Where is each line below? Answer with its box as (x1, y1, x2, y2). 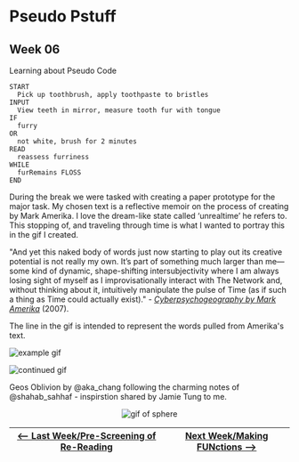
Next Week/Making (185, 430, 269, 442)
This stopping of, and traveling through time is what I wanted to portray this (9, 220, 285, 231)
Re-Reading (60, 441, 113, 453)
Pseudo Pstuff (9, 6, 117, 27)
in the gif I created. (9, 230, 78, 239)
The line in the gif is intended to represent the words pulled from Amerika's (9, 320, 285, 331)
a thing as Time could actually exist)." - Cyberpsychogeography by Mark (9, 294, 277, 304)
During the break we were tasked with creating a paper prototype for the (9, 191, 276, 202)
